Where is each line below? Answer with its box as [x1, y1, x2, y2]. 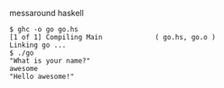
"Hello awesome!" [9, 72, 75, 81]
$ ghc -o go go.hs [9, 25, 79, 34]
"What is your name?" [9, 57, 91, 66]
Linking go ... [9, 40, 67, 49]
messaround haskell [9, 8, 84, 18]
